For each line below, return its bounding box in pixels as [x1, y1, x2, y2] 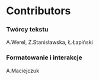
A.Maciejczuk [6, 67, 40, 74]
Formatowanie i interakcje [6, 53, 82, 62]
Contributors [6, 4, 71, 18]
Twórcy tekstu [6, 25, 49, 34]
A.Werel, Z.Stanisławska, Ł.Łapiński [6, 39, 93, 46]
